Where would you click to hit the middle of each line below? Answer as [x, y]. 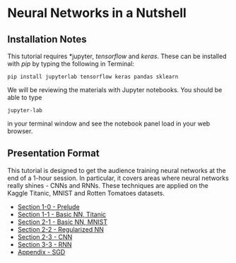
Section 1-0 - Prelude [48, 206]
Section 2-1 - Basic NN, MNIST [63, 222]
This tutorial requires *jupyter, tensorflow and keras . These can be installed [117, 56]
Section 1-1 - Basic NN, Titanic [62, 214]
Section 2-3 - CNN [45, 237]
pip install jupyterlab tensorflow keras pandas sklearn [93, 77]
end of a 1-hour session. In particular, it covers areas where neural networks [118, 178]
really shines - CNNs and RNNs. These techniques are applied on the [108, 185]
